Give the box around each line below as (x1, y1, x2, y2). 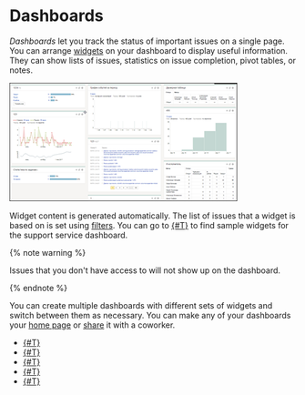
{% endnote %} (9, 282, 68, 293)
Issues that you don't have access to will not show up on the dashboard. (9, 265, 280, 276)
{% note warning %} (9, 247, 86, 258)
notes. (9, 65, 34, 76)
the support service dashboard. (9, 229, 128, 240)
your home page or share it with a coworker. (9, 319, 176, 330)
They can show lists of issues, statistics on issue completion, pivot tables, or (9, 55, 297, 66)
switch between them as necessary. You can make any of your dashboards (9, 309, 291, 320)
